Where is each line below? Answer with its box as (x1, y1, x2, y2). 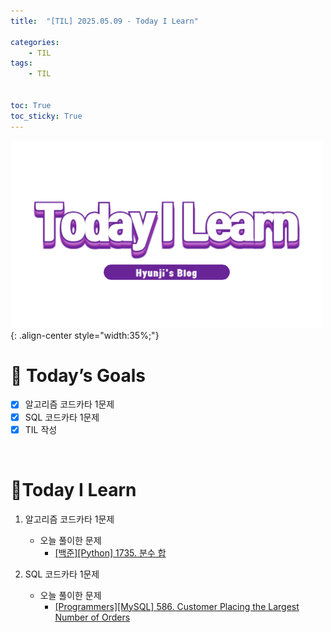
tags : (10, 58, 33, 69)
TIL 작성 (24, 423, 58, 435)
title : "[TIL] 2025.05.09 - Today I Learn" (10, 16, 199, 26)
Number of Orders (54, 611, 131, 623)
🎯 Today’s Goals (10, 364, 147, 387)
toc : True (10, 100, 52, 110)
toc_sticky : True (10, 111, 83, 121)
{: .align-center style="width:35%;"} (10, 329, 160, 341)
